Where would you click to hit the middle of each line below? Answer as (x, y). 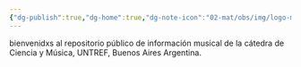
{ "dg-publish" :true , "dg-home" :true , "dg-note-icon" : (107, 17)
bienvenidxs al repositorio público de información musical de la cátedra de (147, 43)
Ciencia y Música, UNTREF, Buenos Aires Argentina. (105, 52)
